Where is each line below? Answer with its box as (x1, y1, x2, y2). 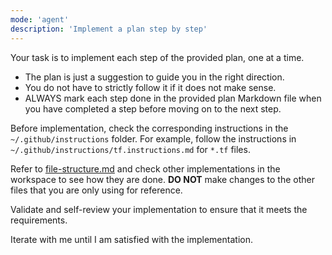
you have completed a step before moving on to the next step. (24, 102, 282, 115)
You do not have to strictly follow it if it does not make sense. (24, 81, 277, 93)
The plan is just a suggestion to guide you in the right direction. (24, 71, 285, 83)
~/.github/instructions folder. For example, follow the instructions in (10, 132, 297, 145)
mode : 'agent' (10, 14, 70, 25)
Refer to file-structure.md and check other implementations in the (10, 162, 281, 175)
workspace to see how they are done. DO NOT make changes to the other (10, 173, 316, 185)
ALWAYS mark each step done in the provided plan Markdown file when (24, 92, 322, 104)
